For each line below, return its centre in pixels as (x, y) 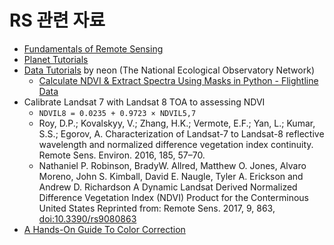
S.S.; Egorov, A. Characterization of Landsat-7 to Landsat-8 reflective (181, 133)
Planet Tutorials (56, 59)
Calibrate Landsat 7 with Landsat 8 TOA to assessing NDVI (144, 102)
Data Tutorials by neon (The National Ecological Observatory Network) (169, 70)
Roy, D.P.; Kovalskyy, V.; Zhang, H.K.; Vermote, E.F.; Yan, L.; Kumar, (177, 123)
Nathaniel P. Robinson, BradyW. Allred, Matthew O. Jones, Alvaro (172, 165)
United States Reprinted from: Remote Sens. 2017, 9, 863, (157, 208)
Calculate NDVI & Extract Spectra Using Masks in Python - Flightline (178, 80)
